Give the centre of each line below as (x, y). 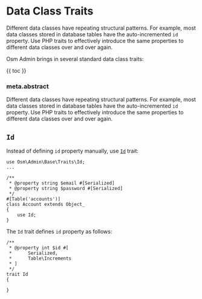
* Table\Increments (40, 258)
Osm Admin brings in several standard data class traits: (75, 59)
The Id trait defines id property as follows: (59, 232)
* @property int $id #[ (39, 248)
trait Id (17, 274)
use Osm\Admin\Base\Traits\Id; (46, 162)
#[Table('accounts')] (34, 199)
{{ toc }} (16, 70)
